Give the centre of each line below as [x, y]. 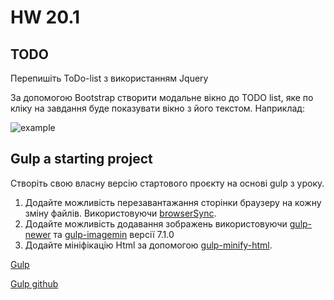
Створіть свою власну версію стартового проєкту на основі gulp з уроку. [167, 183]
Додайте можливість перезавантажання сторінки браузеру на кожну [173, 202]
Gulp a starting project [81, 159]
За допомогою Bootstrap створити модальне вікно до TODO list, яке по [162, 97]
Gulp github [34, 283]
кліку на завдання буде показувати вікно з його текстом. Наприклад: [157, 108]
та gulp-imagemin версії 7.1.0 [114, 234]
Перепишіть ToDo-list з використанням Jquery [109, 78]
